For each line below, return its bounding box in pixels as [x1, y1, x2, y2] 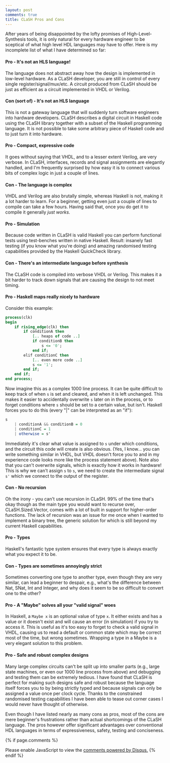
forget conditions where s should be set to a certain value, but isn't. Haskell [5, 402, 163, 408]
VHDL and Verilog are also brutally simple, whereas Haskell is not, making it [5, 193, 163, 199]
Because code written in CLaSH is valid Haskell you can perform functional [5, 232, 162, 238]
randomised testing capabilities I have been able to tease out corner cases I [5, 695, 163, 702]
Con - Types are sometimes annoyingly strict [5, 563, 102, 569]
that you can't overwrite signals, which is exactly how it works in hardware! [5, 462, 162, 468]
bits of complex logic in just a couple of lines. [5, 170, 100, 176]
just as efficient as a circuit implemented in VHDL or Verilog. [5, 86, 131, 92]
